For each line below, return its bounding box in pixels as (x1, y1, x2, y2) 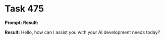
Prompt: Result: (5, 19, 39, 25)
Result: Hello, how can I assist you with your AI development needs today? (5, 29, 160, 35)
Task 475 (5, 3, 44, 14)
